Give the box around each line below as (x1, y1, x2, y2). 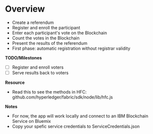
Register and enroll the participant (12, 24, 80, 30)
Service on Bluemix (12, 118, 51, 124)
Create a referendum (12, 19, 54, 25)
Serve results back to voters (12, 70, 69, 76)
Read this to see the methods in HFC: (12, 89, 87, 95)
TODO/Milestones (5, 55, 42, 60)
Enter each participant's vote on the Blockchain (12, 30, 107, 36)
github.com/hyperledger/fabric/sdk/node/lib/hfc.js (12, 94, 113, 100)
